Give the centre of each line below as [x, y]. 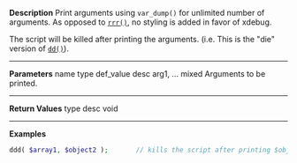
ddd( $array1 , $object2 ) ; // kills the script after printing [140, 150]
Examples [28, 134]
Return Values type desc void [64, 108]
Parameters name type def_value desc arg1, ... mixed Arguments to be [137, 74]
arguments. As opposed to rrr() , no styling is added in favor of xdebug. [141, 22]
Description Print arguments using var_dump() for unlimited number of [137, 13]
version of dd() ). [39, 48]
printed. [23, 83]
